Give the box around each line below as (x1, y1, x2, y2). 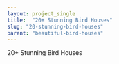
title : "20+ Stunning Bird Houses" (7, 17, 113, 24)
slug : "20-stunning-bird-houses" (7, 23, 104, 30)
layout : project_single (7, 10, 76, 17)
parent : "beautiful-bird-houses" (7, 29, 104, 37)
